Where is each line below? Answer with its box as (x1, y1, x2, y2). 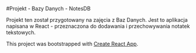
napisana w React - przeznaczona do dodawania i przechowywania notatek (6, 23, 190, 29)
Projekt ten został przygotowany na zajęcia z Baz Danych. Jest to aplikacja (6, 16, 188, 23)
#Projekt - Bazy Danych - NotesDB (6, 5, 91, 12)
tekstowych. (6, 29, 36, 36)
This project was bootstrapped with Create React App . (6, 41, 139, 47)
